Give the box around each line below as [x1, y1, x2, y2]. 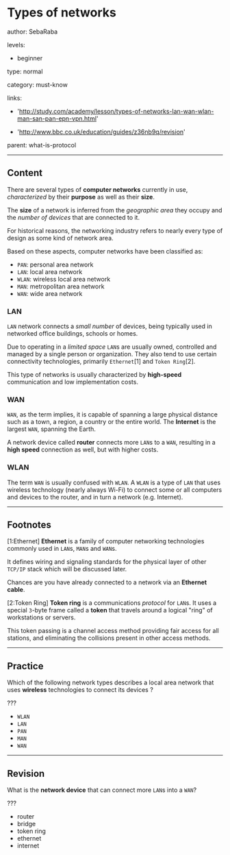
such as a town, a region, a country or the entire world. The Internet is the [7, 418, 216, 426]
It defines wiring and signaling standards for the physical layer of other [7, 558, 207, 566]
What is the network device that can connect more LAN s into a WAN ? [7, 786, 197, 794]
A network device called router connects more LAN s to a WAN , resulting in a [7, 438, 216, 447]
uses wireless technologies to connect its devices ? [7, 686, 154, 694]
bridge [16, 820, 36, 828]
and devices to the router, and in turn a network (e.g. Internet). [7, 493, 183, 501]
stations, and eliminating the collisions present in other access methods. [7, 634, 211, 642]
